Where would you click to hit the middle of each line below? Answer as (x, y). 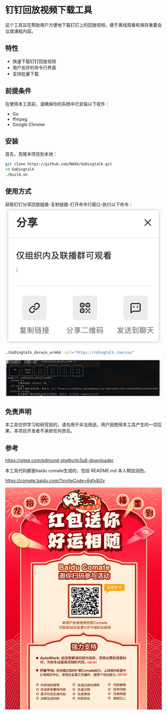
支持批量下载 (25, 74)
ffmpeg (20, 119)
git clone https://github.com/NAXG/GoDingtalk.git (59, 164)
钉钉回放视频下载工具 (49, 10)
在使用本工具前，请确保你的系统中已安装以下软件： (57, 104)
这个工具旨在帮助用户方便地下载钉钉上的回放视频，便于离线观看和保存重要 (81, 25)
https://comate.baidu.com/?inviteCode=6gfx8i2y (55, 481)
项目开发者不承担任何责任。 (46, 431)
